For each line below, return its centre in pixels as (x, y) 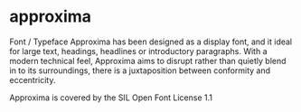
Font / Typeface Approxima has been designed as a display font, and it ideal (151, 42)
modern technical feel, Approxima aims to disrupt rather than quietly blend (148, 61)
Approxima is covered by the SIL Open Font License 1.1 (111, 98)
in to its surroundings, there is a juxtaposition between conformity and (140, 70)
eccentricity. (33, 79)
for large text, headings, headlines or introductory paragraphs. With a (139, 51)
